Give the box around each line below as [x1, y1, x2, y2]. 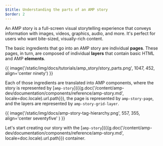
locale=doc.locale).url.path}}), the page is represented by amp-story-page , [5, 95, 154, 101]
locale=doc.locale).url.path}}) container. [5, 135, 85, 141]
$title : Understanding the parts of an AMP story [5, 7, 108, 12]
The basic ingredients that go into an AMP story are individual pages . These [5, 45, 158, 51]
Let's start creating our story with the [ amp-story [5, 124, 102, 130]
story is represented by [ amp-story [5, 85, 74, 91]
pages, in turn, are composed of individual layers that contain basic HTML [5, 50, 155, 56]
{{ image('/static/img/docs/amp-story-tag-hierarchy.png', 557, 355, [5, 110, 140, 116]
